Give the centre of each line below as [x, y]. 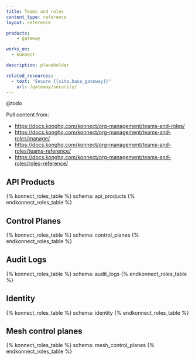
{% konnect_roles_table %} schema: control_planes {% [73, 235]
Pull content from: [28, 115]
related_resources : [30, 76]
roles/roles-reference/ [41, 164]
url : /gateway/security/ [47, 87]
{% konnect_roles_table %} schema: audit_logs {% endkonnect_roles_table [97, 274]
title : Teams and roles [35, 11]
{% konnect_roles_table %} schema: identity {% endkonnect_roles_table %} [97, 312]
